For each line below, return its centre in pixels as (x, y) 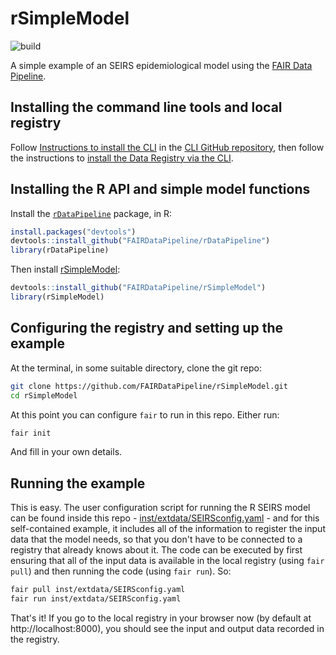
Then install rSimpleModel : (65, 269)
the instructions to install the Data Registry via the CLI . (122, 158)
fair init (31, 433)
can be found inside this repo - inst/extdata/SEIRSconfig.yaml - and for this (165, 518)
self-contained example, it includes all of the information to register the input (168, 529)
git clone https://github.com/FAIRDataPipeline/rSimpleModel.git (149, 386)
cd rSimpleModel (44, 395)
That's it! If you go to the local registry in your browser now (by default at (161, 618)
